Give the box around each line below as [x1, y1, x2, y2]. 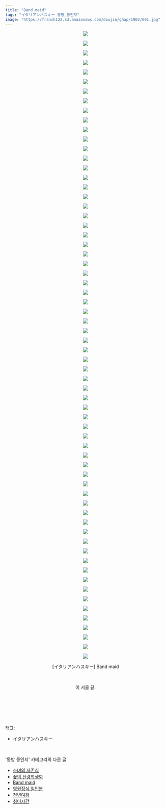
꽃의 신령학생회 [12, 774, 43, 780]
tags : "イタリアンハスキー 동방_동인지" [5, 12, 80, 17]
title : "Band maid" [5, 7, 47, 13]
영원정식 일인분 [12, 786, 43, 792]
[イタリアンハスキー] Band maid [52, 663, 119, 670]
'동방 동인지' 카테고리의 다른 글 [5, 756, 67, 763]
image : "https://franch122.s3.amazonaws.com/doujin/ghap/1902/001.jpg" [5, 17, 160, 22]
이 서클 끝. [75, 684, 96, 691]
